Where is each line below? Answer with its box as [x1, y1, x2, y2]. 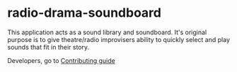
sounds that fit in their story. [7, 43, 90, 51]
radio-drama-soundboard [7, 5, 161, 21]
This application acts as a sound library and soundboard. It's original [7, 28, 207, 36]
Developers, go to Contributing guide [7, 56, 115, 64]
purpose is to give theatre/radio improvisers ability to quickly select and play [7, 35, 231, 43]
